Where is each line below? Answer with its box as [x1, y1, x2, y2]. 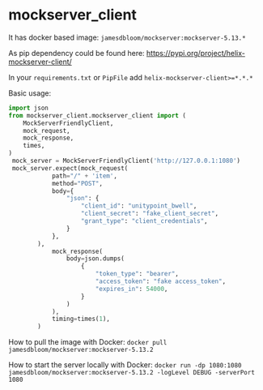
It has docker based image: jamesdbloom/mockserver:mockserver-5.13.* [8, 32, 246, 42]
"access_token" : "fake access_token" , [95, 277, 227, 285]
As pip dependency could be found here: [8, 48, 145, 58]
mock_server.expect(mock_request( [11, 164, 129, 172]
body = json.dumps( [66, 255, 125, 263]
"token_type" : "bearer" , [95, 270, 180, 278]
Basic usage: [8, 88, 52, 98]
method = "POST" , [51, 179, 104, 187]
